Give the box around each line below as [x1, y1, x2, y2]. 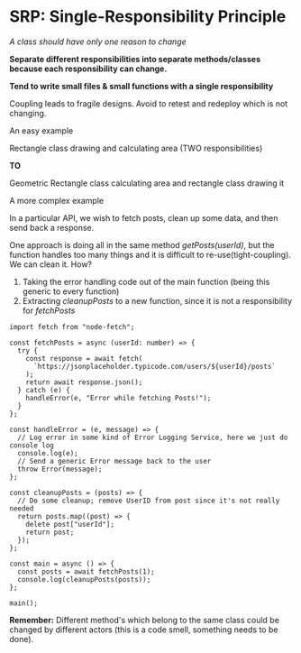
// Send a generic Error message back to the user [17, 456, 212, 465]
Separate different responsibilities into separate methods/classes [9, 53, 261, 64]
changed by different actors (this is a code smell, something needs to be [9, 624, 278, 635]
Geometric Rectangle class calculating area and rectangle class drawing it [9, 178, 285, 189]
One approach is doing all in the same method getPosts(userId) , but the [9, 239, 275, 250]
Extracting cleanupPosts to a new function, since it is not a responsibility [22, 295, 293, 306]
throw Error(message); [17, 464, 103, 474]
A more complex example [9, 195, 105, 206]
